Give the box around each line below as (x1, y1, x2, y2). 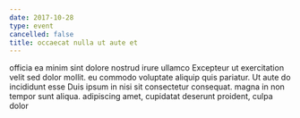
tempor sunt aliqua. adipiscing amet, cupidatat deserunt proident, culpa (9, 91, 273, 102)
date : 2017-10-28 (9, 13, 74, 22)
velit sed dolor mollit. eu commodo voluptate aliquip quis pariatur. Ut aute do (9, 72, 291, 83)
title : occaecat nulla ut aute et (9, 38, 139, 47)
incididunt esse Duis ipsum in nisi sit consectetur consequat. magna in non (9, 81, 285, 92)
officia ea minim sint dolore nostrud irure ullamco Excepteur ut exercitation (9, 63, 285, 73)
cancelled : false (9, 29, 74, 38)
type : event (9, 21, 54, 30)
